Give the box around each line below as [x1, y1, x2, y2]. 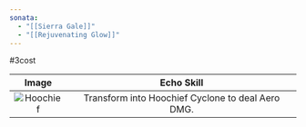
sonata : [9, 13, 39, 23]
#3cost [9, 55, 36, 66]
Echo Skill [159, 76, 204, 89]
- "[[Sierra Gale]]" [17, 22, 96, 31]
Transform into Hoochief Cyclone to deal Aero [83, 92, 280, 104]
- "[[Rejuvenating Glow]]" [17, 30, 120, 39]
